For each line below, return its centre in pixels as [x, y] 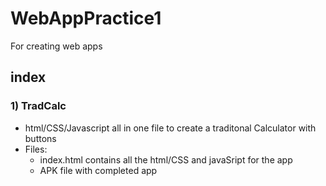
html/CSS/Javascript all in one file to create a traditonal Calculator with [170, 128]
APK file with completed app [98, 170]
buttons [40, 138]
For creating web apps [56, 46]
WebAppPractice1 [86, 18]
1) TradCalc [38, 106]
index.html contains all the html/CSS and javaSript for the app [166, 159]
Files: [36, 149]
